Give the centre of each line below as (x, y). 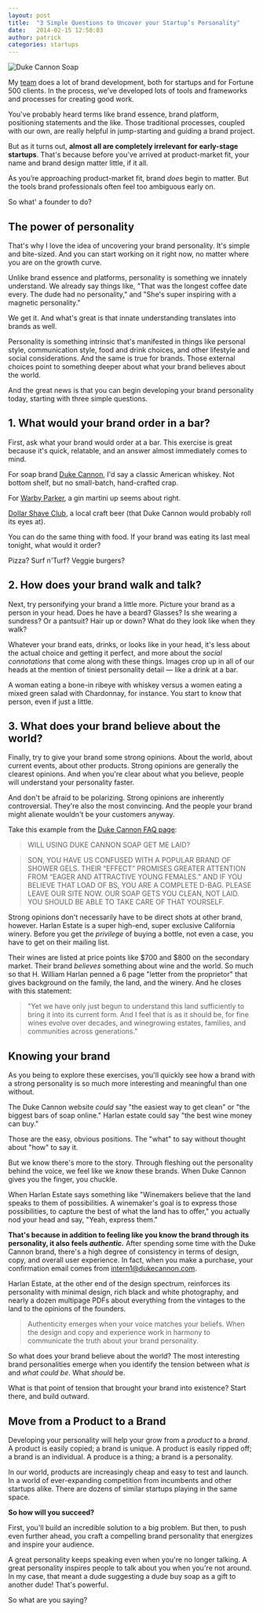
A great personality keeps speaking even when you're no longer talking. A (128, 1560)
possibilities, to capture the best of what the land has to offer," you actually (129, 1211)
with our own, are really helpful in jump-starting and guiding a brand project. (131, 131)
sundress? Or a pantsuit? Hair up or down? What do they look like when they (131, 621)
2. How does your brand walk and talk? (105, 585)
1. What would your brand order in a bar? (109, 423)
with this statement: (40, 991)
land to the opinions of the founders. (67, 1309)
